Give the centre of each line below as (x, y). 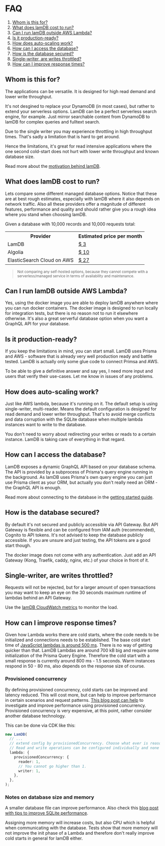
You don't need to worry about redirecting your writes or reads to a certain (81, 434)
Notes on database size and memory (50, 797)
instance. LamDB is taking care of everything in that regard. (65, 439)
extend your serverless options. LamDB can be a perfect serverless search (81, 111)
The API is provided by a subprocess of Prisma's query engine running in (79, 472)
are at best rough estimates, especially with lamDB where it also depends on (82, 199)
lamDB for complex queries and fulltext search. (53, 122)
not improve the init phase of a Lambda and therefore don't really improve (80, 833)
